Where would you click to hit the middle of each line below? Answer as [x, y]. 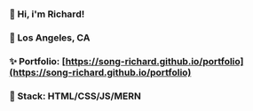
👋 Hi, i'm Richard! [47, 14]
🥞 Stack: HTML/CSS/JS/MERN [75, 96]
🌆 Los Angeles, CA [50, 37]
